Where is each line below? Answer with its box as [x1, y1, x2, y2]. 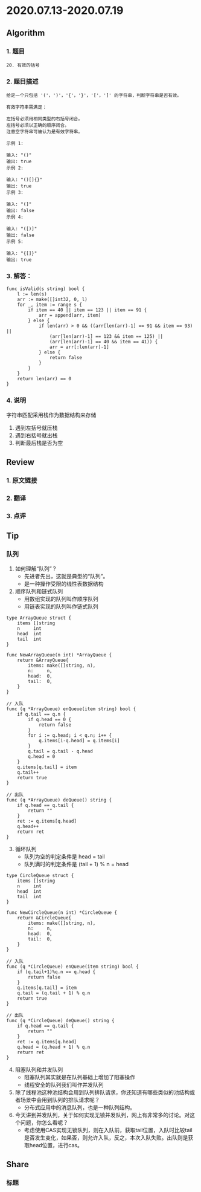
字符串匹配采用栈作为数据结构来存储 [6, 411, 97, 418]
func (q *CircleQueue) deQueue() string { [6, 1017, 115, 1023]
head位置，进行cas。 [29, 1141, 83, 1148]
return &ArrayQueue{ [17, 657, 69, 663]
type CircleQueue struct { [6, 872, 74, 878]
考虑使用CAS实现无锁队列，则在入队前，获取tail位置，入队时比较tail [24, 1126, 193, 1133]
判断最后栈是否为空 [14, 439, 63, 446]
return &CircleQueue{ [17, 915, 71, 921]
